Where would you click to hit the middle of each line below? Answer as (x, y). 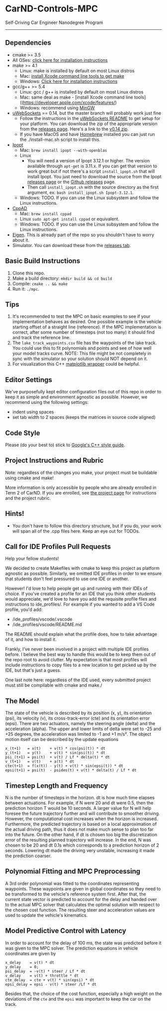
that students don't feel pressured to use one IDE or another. (67, 579)
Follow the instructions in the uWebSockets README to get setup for (90, 118)
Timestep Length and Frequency (57, 786)
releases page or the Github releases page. (71, 182)
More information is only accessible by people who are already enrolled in (81, 487)
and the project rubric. (28, 498)
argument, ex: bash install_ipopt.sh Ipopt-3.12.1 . (81, 192)
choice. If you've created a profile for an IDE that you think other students (80, 594)
